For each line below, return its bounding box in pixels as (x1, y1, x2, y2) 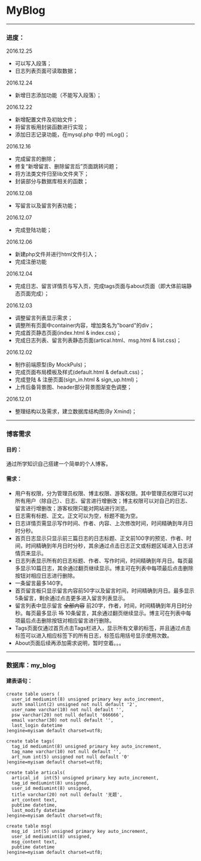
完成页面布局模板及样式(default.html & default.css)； (14, 369, 145, 376)
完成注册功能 (14, 258, 47, 265)
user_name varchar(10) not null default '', (11, 707, 124, 713)
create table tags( (6, 738, 55, 744)
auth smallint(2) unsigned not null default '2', (11, 701, 138, 707)
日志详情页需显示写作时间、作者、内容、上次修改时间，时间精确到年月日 (14, 519, 193, 527)
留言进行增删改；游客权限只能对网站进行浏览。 (14, 504, 130, 512)
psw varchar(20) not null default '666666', (11, 712, 124, 718)
